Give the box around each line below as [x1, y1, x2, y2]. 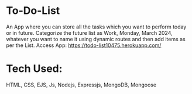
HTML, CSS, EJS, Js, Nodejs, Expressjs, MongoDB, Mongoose [6, 81, 157, 88]
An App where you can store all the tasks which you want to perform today [6, 23, 187, 30]
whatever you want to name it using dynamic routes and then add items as [6, 35, 186, 42]
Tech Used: [6, 62, 63, 75]
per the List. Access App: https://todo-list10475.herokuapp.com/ [6, 42, 162, 49]
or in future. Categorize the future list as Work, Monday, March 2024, [6, 29, 173, 36]
